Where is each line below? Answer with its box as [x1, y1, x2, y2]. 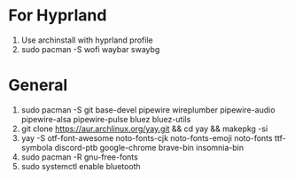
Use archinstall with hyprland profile [20, 35, 153, 45]
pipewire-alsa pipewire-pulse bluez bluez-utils [20, 113, 191, 124]
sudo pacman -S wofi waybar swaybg [20, 43, 160, 54]
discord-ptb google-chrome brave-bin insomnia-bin [54, 142, 245, 153]
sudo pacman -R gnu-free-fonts [20, 152, 138, 162]
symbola [20, 142, 53, 153]
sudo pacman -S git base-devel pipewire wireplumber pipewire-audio [20, 104, 276, 115]
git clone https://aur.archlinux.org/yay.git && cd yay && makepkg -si [20, 123, 268, 134]
